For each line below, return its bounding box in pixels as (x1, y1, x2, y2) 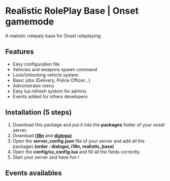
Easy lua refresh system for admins (12, 88, 87, 94)
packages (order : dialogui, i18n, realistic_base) (12, 143, 114, 149)
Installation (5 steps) (5, 108, 72, 117)
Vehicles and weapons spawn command (12, 66, 97, 72)
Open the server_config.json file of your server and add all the (12, 138, 145, 144)
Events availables (5, 168, 62, 177)
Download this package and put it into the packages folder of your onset (12, 122, 165, 128)
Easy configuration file (12, 61, 60, 67)
